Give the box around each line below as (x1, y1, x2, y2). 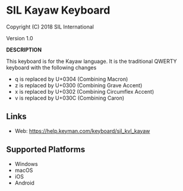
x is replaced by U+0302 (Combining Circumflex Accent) (14, 88, 154, 95)
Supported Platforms (6, 145, 86, 155)
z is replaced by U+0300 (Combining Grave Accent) (14, 81, 143, 89)
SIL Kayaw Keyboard (6, 4, 111, 17)
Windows (14, 160, 38, 167)
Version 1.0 (6, 34, 33, 42)
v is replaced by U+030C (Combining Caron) (14, 94, 125, 101)
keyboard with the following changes (6, 63, 97, 71)
